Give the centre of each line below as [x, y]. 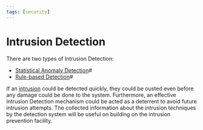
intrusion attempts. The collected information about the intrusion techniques [101, 108]
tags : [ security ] [28, 12]
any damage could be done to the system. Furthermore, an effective [92, 95]
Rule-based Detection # [44, 77]
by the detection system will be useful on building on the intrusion [88, 114]
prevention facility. [29, 120]
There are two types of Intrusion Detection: [60, 59]
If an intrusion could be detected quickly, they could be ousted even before [100, 88]
